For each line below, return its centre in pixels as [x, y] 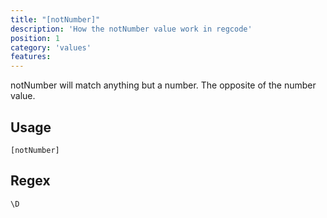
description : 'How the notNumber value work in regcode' [131, 29]
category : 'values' [51, 47]
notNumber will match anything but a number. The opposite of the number [163, 85]
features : [31, 57]
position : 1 [35, 38]
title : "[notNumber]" [55, 19]
